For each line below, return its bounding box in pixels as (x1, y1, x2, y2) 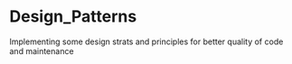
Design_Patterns (9, 6, 137, 27)
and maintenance (9, 45, 74, 56)
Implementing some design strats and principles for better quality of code (9, 36, 284, 47)
